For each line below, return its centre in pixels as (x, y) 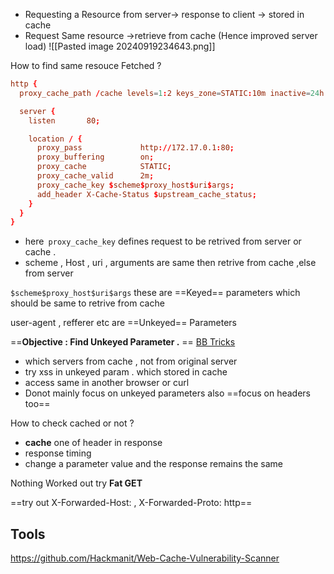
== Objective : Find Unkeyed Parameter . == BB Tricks (123, 342)
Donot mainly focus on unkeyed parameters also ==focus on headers (168, 393)
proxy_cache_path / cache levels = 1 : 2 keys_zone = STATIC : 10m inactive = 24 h (172, 93)
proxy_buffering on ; (95, 157)
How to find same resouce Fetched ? (86, 65)
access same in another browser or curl (107, 383)
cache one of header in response (93, 443)
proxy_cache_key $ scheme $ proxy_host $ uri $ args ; (135, 185)
